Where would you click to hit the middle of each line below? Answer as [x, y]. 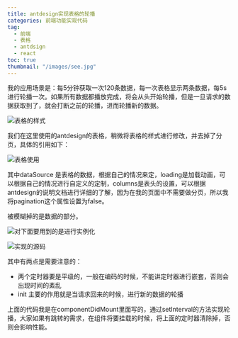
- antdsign [30, 47]
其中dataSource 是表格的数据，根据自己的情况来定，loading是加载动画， [113, 174]
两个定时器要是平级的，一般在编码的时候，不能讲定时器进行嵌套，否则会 [123, 276]
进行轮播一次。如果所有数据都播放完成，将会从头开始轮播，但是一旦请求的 [116, 96]
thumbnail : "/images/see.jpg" [52, 67]
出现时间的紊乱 [39, 285]
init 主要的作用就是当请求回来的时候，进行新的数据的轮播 [101, 294]
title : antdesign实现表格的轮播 [51, 14]
